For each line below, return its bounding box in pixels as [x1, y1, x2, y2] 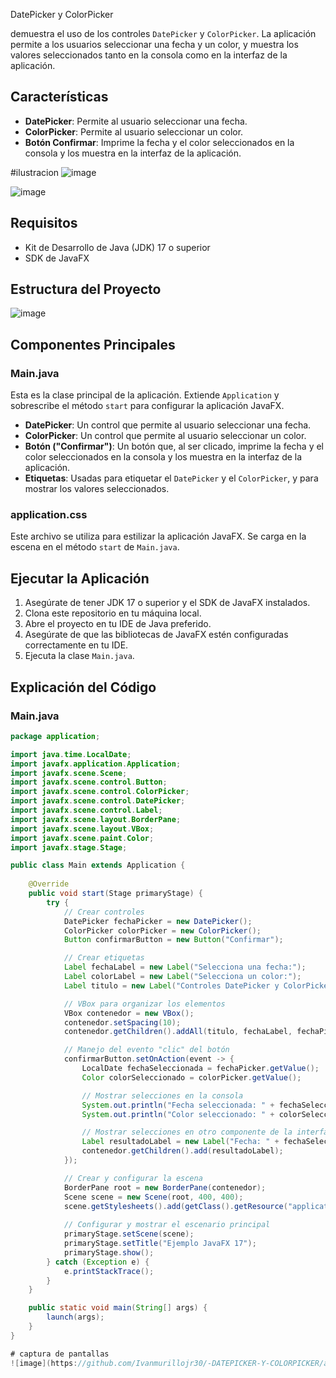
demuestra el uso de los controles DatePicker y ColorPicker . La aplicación [10, 28, 317, 39]
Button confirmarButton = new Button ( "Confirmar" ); [63, 935, 284, 945]
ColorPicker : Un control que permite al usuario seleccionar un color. [24, 430, 307, 442]
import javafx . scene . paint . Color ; [10, 833, 155, 843]
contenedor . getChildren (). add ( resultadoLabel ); [81, 1146, 284, 1156]
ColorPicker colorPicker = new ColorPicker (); [63, 925, 262, 936]
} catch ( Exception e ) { [46, 1257, 150, 1267]
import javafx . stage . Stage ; [10, 842, 128, 853]
